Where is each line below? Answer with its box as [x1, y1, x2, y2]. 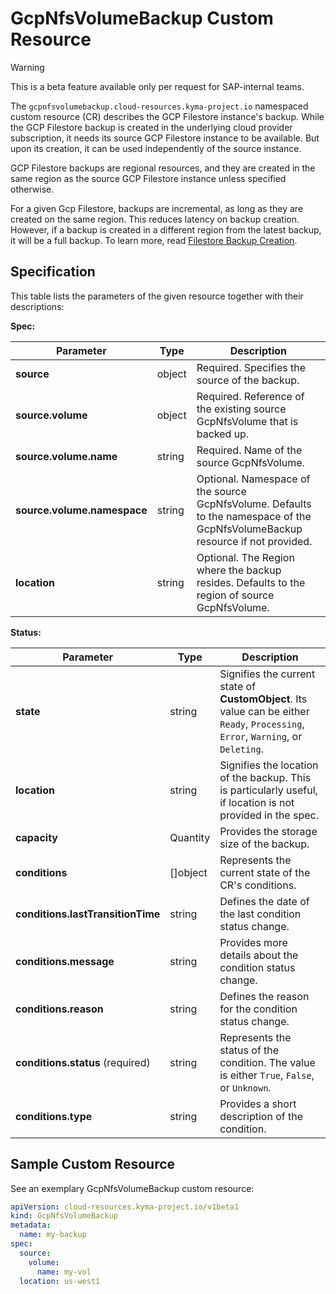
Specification [10, 263, 96, 281]
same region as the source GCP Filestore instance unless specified [10, 172, 287, 184]
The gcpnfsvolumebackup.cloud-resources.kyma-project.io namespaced [10, 100, 309, 112]
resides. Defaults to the [196, 575, 306, 589]
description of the [219, 1109, 303, 1123]
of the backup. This [219, 770, 312, 784]
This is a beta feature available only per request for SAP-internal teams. [10, 80, 305, 92]
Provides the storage [219, 824, 318, 838]
